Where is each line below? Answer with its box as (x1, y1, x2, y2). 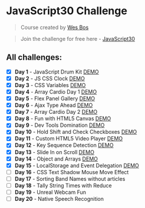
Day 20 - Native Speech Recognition (14, 195, 104, 202)
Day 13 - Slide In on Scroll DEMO (14, 148, 94, 155)
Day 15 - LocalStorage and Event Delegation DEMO (14, 162, 140, 169)
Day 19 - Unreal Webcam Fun (14, 188, 87, 196)
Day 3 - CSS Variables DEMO (14, 81, 86, 88)
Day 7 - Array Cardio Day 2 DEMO (14, 108, 98, 116)
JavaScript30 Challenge (6, 4, 128, 18)
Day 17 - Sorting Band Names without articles (14, 175, 126, 182)
